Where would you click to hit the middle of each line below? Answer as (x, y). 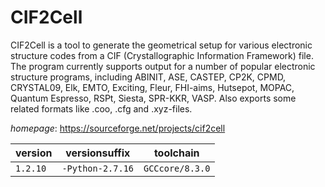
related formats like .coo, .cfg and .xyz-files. (101, 108)
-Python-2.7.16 (97, 168)
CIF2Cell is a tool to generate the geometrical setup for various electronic (161, 45)
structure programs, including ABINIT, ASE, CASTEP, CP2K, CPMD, (148, 77)
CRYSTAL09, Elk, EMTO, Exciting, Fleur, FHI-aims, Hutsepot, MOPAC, (152, 87)
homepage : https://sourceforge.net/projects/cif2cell (118, 128)
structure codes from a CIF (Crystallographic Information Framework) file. (162, 55)
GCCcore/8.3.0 (177, 168)
